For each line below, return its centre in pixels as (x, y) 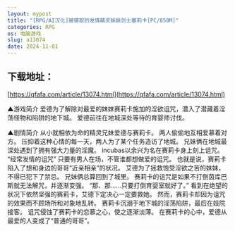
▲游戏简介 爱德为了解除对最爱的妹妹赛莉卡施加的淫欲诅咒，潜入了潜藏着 (114, 108)
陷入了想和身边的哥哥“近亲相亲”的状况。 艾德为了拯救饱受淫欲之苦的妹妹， (116, 168)
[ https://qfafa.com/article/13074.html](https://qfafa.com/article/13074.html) (116, 94)
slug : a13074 (26, 40)
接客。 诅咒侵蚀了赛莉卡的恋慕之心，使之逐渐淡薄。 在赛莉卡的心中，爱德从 (117, 211)
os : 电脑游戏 (24, 33)
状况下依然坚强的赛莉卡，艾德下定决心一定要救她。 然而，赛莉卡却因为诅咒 (116, 194)
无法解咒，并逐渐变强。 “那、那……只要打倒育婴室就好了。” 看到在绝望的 (123, 185)
